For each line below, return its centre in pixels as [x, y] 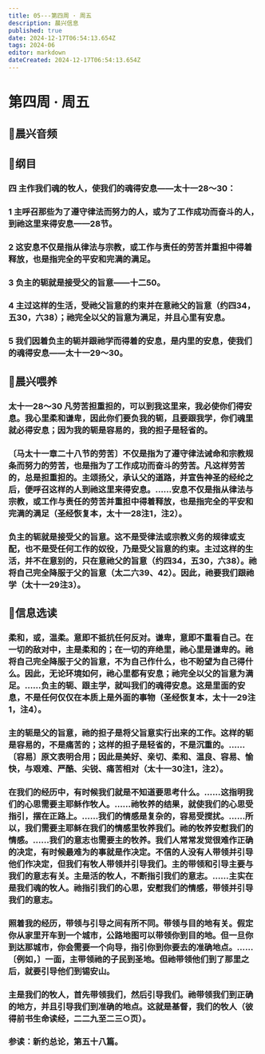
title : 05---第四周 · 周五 [50, 16]
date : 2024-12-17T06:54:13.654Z [62, 38]
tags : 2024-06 [32, 45]
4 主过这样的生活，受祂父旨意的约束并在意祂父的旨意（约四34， [132, 306]
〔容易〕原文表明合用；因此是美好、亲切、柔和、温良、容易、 [127, 756]
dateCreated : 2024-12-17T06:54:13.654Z [75, 61]
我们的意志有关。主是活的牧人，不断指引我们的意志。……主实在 [131, 876]
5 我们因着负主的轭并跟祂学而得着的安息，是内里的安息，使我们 [131, 341]
